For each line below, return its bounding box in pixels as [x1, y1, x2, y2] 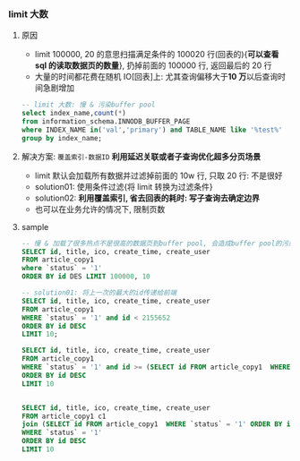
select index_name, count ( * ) [21, 109, 126, 118]
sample [21, 221, 49, 232]
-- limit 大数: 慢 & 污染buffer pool [21, 100, 156, 109]
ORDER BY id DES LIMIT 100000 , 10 [21, 272, 150, 281]
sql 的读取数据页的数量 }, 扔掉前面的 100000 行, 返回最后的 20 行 [34, 60, 272, 71]
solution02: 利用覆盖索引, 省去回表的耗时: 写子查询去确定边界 [34, 192, 261, 203]
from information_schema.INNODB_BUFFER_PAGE [21, 117, 191, 126]
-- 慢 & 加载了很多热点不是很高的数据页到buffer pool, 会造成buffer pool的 [21, 239, 283, 248]
